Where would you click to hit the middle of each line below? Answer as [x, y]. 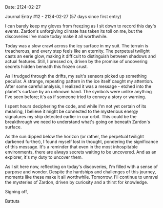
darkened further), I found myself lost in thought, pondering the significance [82, 142]
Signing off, [17, 192]
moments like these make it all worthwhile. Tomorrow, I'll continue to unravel [82, 177]
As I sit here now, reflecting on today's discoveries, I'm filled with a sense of [81, 166]
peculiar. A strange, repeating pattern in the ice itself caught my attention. [79, 81]
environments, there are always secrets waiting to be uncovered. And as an [81, 152]
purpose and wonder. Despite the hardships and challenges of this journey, [81, 172]
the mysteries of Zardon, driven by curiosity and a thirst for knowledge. [77, 182]
